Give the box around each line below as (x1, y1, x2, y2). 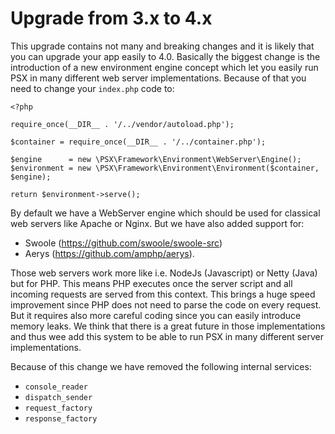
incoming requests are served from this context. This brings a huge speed (10, 288, 316, 300)
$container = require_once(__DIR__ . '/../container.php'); (10, 137, 267, 147)
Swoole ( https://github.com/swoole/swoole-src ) (24, 237, 223, 249)
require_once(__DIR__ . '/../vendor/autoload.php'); (10, 119, 235, 129)
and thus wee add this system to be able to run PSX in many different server (10, 330, 324, 342)
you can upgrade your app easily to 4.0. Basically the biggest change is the (10, 50, 321, 62)
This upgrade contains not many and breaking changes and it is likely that (10, 40, 315, 52)
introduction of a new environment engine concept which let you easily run (10, 61, 319, 73)
